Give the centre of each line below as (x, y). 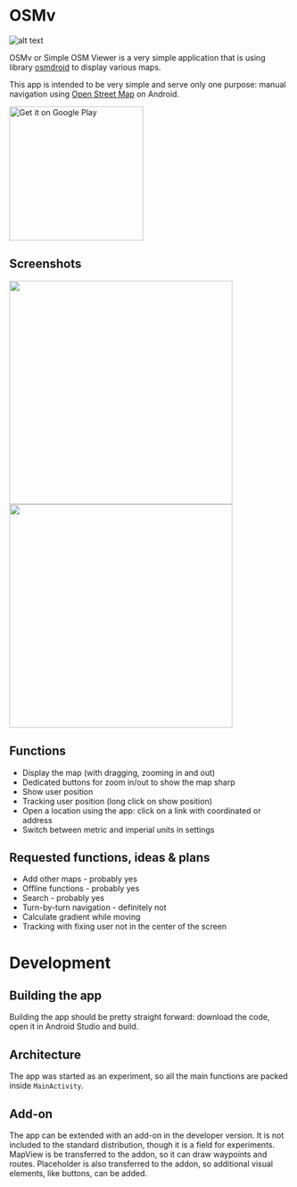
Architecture (45, 1054)
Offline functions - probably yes (81, 888)
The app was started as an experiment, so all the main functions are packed (148, 1076)
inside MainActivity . (47, 1086)
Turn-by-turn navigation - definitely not (94, 907)
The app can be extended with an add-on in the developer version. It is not (147, 1135)
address (37, 820)
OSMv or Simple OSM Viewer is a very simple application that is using (137, 57)
